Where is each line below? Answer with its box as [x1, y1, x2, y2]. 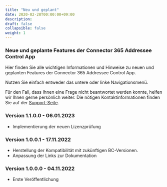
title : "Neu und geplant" [5, 7, 59, 12]
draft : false [5, 21, 32, 26]
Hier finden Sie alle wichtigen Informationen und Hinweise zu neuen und [5, 64, 154, 70]
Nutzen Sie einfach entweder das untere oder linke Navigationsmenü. [5, 79, 148, 85]
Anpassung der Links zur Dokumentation [12, 153, 97, 159]
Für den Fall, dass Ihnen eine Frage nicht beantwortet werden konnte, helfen [5, 89, 162, 95]
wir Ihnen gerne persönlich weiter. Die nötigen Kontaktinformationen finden [5, 94, 160, 100]
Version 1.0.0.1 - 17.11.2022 [5, 136, 71, 143]
